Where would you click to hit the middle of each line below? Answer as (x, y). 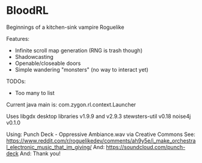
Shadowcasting (34, 57)
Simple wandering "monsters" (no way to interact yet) (81, 69)
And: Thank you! (41, 153)
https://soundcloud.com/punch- (146, 147)
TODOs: (16, 81)
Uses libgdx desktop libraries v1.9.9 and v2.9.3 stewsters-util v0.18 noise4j (99, 116)
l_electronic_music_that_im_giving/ (49, 147)
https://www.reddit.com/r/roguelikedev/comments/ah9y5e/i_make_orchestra (101, 140)
